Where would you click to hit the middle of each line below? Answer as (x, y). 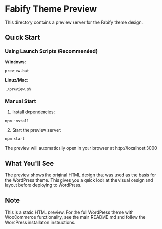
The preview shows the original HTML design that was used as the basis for (81, 175)
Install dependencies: (33, 112)
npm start (15, 139)
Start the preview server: (37, 130)
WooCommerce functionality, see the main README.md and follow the (75, 217)
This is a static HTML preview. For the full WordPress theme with (69, 212)
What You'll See (29, 163)
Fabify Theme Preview (51, 9)
